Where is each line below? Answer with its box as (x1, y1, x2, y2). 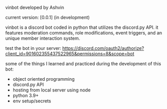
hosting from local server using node (12, 87, 91, 93)
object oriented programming (12, 76, 75, 82)
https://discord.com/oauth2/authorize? (62, 45, 144, 51)
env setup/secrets (12, 98, 51, 104)
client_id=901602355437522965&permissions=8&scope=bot (5, 51, 135, 57)
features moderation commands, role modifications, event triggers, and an (5, 30, 162, 35)
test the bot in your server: (5, 45, 61, 51)
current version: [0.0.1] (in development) (5, 14, 90, 20)
